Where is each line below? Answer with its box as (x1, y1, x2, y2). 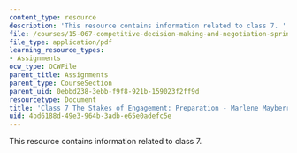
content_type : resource (9, 12, 97, 22)
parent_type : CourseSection (9, 79, 113, 88)
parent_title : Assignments (9, 71, 109, 80)
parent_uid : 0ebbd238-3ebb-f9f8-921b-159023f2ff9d (9, 87, 200, 96)
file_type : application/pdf (9, 37, 113, 47)
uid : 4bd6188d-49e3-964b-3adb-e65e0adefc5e (9, 111, 172, 120)
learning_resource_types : (9, 46, 104, 55)
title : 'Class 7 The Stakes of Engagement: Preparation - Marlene (9, 103, 259, 112)
